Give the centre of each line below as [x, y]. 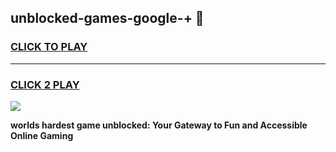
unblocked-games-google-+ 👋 [107, 18]
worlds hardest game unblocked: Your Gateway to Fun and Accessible [159, 125]
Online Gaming [42, 135]
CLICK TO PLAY [49, 47]
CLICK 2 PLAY [45, 84]
